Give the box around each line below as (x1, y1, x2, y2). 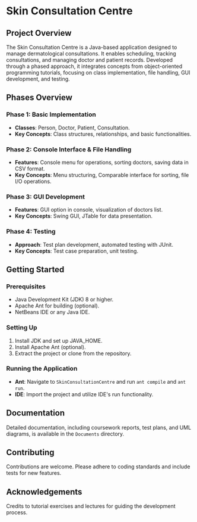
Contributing (6, 448, 55, 458)
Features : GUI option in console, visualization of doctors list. (14, 206, 163, 213)
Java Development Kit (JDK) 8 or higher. (14, 296, 114, 303)
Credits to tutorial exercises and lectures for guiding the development (6, 502, 176, 510)
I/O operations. (14, 178, 52, 185)
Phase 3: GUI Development (6, 192, 85, 201)
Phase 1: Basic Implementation (6, 110, 96, 119)
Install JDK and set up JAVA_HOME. (14, 337, 103, 344)
